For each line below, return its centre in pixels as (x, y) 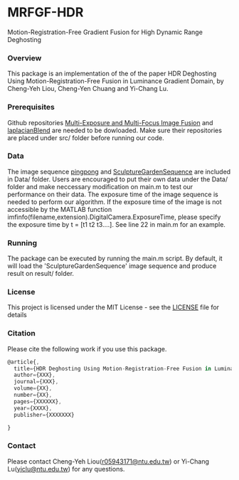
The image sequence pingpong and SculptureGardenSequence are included (119, 171)
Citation (21, 334)
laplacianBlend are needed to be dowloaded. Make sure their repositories (115, 130)
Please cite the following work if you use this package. (87, 348)
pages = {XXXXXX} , (38, 401)
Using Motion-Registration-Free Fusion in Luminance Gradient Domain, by (116, 81)
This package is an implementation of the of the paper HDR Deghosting (112, 74)
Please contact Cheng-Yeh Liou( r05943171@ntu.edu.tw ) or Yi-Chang (108, 461)
